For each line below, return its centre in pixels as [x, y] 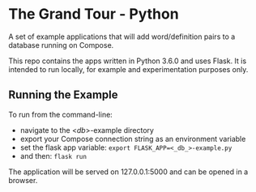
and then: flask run [53, 156]
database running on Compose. [61, 45]
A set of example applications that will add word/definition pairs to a [122, 36]
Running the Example [64, 95]
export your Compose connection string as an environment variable [133, 139]
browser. [23, 180]
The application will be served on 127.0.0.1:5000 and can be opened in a [128, 172]
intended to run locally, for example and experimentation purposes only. [128, 69]
